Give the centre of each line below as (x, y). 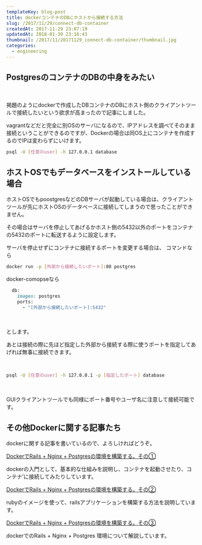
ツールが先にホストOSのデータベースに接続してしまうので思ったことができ (99, 207)
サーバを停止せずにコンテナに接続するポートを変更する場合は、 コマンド (97, 248)
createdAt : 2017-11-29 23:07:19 (47, 29)
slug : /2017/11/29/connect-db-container (58, 23)
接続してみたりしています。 (63, 477)
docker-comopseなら (33, 279)
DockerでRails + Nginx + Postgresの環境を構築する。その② (81, 490)
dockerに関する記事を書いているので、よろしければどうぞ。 (81, 443)
